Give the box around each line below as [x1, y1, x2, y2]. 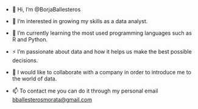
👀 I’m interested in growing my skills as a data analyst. [12, 18, 148, 24]
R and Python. [12, 36, 48, 43]
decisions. [12, 57, 38, 64]
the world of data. [12, 75, 57, 82]
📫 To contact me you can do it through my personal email [12, 87, 158, 94]
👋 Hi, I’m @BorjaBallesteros [12, 6, 81, 13]
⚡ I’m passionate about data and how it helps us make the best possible [12, 48, 192, 55]
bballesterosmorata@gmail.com [12, 96, 93, 103]
